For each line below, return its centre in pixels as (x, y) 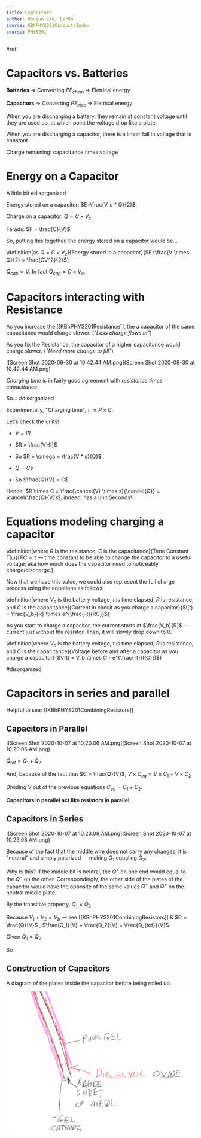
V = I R (23, 433)
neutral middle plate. (31, 893)
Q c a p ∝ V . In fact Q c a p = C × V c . (46, 272)
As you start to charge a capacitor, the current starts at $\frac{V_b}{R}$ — (98, 625)
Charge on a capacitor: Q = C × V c (49, 217)
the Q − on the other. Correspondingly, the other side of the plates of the (95, 878)
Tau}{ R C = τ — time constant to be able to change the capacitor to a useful (99, 557)
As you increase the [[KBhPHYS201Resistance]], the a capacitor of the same (100, 327)
